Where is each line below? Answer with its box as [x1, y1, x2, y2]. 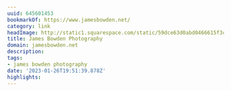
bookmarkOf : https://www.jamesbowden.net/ [7, 16, 131, 23]
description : [7, 49, 45, 55]
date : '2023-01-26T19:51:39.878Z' [7, 67, 107, 74]
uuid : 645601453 [7, 10, 54, 17]
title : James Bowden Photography [7, 36, 103, 42]
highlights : [7, 73, 41, 81]
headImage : [7, 29, 38, 36]
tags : [7, 55, 23, 62]
